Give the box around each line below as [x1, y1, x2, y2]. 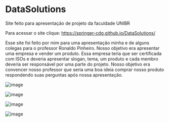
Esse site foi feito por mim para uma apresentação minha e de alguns [5, 39, 150, 46]
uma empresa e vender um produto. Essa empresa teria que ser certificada [5, 50, 162, 56]
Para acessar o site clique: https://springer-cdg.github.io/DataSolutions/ [5, 30, 155, 36]
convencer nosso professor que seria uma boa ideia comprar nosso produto [5, 67, 164, 73]
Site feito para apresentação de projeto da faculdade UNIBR [5, 20, 130, 26]
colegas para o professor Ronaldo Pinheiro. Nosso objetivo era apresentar [5, 45, 160, 51]
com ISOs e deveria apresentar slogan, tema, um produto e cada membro [5, 55, 158, 62]
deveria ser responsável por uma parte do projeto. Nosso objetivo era [5, 61, 150, 67]
